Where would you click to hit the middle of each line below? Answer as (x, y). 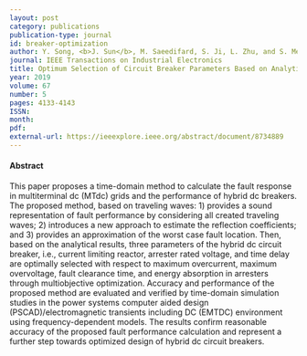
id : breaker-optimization (58, 43)
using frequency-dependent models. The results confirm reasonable (138, 322)
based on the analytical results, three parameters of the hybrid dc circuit (146, 245)
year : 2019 (30, 78)
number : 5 (28, 94)
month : (22, 120)
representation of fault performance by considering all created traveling (144, 215)
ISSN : (20, 111)
